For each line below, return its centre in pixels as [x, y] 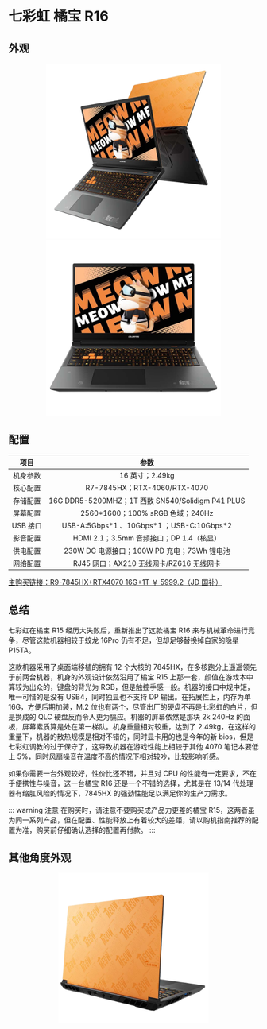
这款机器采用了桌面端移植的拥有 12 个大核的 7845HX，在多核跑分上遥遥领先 [132, 667]
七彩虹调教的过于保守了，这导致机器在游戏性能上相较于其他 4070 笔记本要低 [134, 747]
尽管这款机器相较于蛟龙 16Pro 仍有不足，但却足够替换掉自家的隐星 [131, 640]
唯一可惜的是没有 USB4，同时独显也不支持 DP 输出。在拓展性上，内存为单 [130, 697]
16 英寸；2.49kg [147, 476]
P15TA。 [22, 650]
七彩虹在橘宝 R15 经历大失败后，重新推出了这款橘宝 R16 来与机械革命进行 [128, 631]
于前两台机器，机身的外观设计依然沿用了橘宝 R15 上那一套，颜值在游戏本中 [131, 677]
